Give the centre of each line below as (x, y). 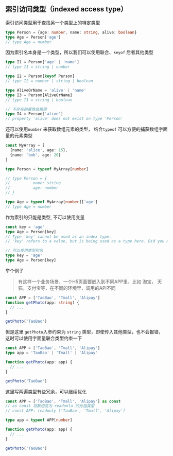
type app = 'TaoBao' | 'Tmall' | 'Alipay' (51, 353)
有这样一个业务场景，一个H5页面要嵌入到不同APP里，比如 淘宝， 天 (90, 282)
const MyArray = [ (25, 146)
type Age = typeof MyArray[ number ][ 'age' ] (51, 202)
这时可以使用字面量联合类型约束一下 (44, 338)
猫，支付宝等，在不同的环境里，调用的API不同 (67, 288)
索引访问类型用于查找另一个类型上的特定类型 (53, 23)
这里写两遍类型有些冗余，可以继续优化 (46, 391)
